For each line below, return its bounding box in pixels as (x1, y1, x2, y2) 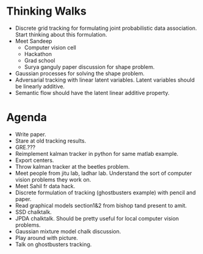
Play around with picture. (15, 234, 78, 241)
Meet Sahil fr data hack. (15, 182, 76, 189)
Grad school (24, 57, 55, 64)
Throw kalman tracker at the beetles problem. (15, 163, 130, 170)
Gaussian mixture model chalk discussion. (15, 227, 121, 235)
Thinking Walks (6, 4, 87, 18)
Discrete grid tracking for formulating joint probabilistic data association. (15, 24, 197, 32)
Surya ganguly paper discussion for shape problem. (24, 63, 155, 71)
